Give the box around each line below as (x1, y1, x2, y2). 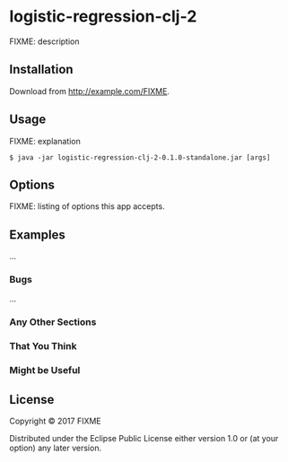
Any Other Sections (9, 316, 97, 328)
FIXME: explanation (9, 135, 81, 146)
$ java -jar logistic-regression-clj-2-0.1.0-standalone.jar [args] (9, 153, 271, 162)
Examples (9, 227, 65, 242)
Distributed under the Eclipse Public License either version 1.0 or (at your (9, 433, 279, 444)
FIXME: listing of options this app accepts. (9, 201, 165, 212)
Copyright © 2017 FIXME (9, 415, 101, 427)
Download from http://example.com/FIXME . (9, 85, 170, 96)
